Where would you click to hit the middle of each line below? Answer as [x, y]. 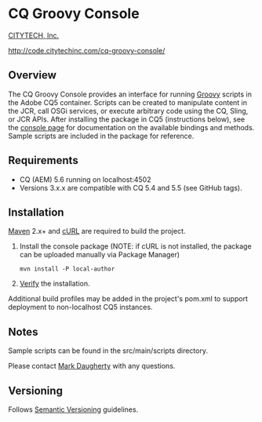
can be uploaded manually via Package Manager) [100, 255]
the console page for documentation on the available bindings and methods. [131, 127]
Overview [33, 75]
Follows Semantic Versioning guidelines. [73, 409]
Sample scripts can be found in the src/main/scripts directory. [108, 351]
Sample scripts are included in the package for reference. [101, 136]
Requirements [43, 160]
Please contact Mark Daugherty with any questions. [92, 366]
